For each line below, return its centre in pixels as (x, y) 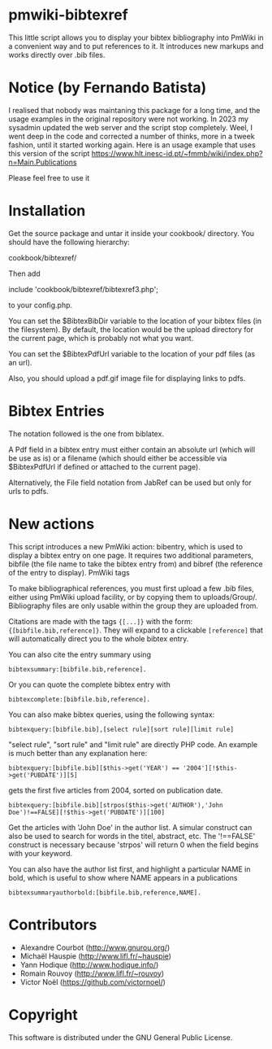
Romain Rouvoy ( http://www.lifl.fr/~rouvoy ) (92, 973)
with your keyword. (41, 853)
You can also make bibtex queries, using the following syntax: (112, 715)
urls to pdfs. (28, 491)
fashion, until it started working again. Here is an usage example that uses (132, 145)
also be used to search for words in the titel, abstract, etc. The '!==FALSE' (132, 836)
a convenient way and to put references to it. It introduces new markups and (136, 46)
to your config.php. (41, 305)
